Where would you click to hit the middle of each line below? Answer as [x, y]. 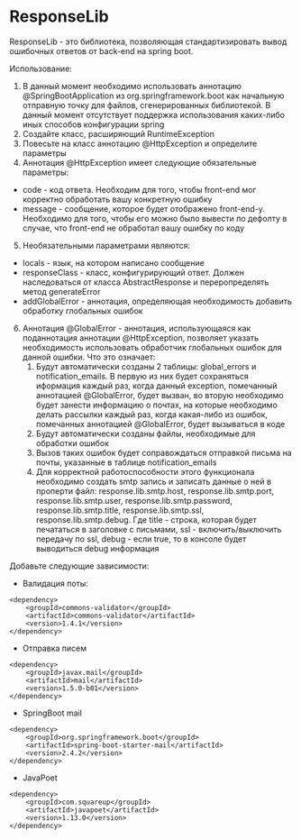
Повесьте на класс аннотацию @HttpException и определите [140, 143]
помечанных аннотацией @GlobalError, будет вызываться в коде [160, 424]
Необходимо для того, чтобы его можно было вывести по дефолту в [155, 218]
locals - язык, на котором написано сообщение [113, 262]
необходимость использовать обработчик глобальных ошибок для [152, 347]
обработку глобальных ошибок [82, 310]
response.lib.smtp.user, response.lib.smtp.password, [134, 500]
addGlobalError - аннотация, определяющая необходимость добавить [157, 301]
